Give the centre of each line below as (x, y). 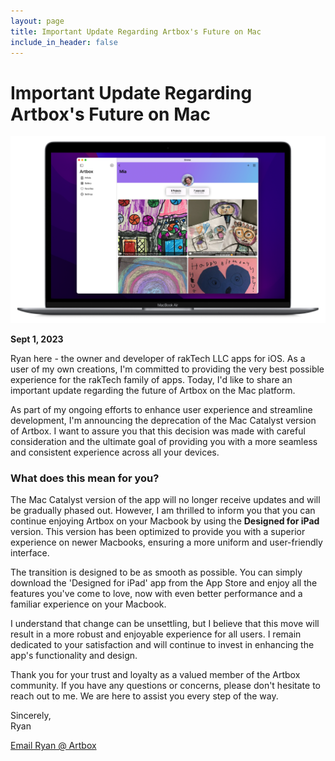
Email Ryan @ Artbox (53, 746)
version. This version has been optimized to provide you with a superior (158, 532)
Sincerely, (31, 716)
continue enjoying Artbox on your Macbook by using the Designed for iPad (165, 521)
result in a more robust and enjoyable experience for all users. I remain (156, 634)
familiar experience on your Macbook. (88, 604)
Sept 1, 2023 (37, 339)
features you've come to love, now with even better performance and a (156, 594)
